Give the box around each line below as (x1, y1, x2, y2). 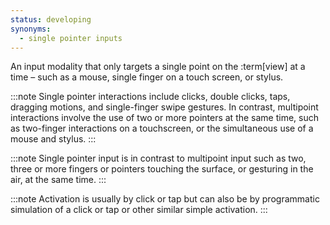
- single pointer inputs (19, 33, 123, 43)
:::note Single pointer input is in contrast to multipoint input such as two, (10, 152, 307, 165)
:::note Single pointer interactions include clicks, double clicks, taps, (10, 91, 291, 103)
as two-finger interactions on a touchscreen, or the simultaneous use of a (10, 122, 314, 135)
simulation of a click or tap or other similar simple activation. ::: (10, 204, 268, 216)
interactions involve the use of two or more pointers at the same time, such (10, 112, 320, 124)
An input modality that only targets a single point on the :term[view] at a (10, 61, 306, 73)
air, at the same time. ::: (10, 174, 107, 186)
